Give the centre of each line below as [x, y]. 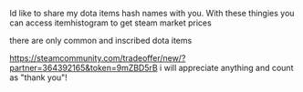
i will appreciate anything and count [226, 68]
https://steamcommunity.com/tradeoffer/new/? [98, 58]
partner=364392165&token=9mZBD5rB [84, 68]
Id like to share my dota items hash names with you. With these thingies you [152, 13]
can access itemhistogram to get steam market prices [110, 23]
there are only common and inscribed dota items [101, 41]
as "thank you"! [39, 77]
